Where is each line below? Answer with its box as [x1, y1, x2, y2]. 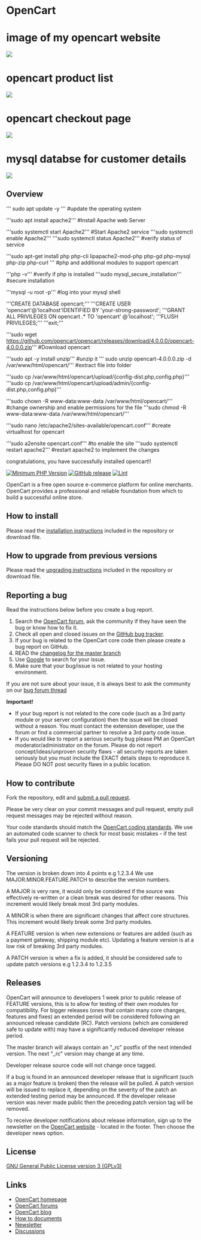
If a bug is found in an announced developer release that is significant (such [6, 1073, 194, 1080]
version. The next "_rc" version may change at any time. [6, 1050, 145, 1057]
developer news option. [6, 1129, 65, 1136]
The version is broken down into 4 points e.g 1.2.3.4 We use [6, 869, 154, 876]
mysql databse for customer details [6, 152, 187, 166]
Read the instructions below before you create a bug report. [6, 606, 154, 613]
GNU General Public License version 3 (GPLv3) [6, 1163, 122, 1170]
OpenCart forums [14, 1202, 58, 1209]
